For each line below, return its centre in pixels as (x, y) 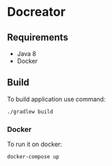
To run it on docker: (35, 144)
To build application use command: (56, 99)
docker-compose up (33, 156)
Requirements (38, 37)
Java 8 (26, 54)
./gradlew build (30, 111)
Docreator (37, 12)
